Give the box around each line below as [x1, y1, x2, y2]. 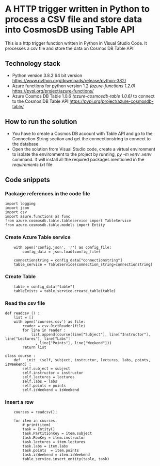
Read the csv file [5, 299, 45, 306]
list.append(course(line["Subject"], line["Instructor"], [31, 332, 151, 337]
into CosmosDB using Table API [5, 24, 135, 35]
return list [22, 345, 47, 350]
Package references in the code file [5, 190, 91, 197]
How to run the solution [5, 118, 78, 126]
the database [12, 141, 39, 147]
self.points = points [22, 383, 66, 388]
